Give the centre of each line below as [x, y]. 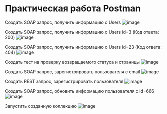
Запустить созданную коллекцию [41, 106]
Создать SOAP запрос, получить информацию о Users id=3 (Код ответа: [82, 32]
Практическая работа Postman [73, 9]
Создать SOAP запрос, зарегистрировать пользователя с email [73, 72]
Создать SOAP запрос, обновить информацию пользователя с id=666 [80, 91]
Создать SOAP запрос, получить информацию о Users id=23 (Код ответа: [84, 47]
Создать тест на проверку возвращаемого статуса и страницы [72, 62]
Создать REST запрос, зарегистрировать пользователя [64, 81]
